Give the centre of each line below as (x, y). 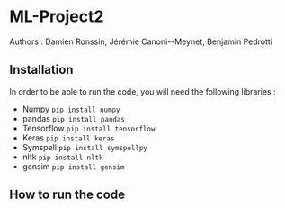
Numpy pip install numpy (71, 109)
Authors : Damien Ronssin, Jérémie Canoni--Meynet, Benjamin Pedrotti (141, 41)
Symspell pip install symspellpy (85, 147)
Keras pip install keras (68, 138)
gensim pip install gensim (73, 166)
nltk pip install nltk (62, 157)
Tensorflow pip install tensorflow (89, 128)
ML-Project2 (57, 17)
